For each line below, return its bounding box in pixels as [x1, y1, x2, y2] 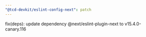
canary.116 [5, 26, 26, 32]
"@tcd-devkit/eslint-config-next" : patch [5, 7, 92, 12]
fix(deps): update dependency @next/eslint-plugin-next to [5, 21, 124, 27]
